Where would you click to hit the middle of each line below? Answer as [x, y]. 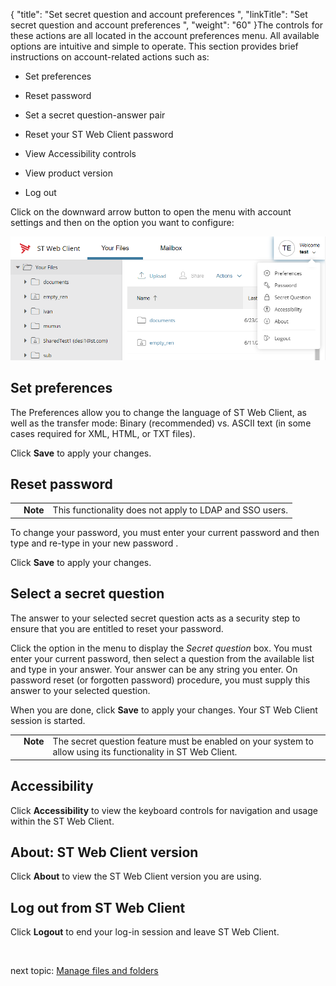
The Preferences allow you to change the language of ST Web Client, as [158, 412]
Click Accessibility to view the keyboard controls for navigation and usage [164, 810]
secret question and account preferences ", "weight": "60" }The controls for [167, 25]
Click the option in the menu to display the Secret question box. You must [161, 648]
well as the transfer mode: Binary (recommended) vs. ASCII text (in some [161, 423]
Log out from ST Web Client [98, 907]
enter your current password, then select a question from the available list [162, 658]
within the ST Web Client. [62, 821]
